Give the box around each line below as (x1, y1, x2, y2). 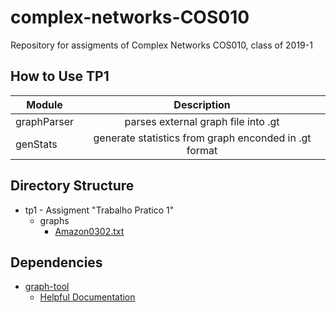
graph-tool (24, 281, 70, 293)
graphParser (15, 114, 75, 128)
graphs (39, 214, 70, 226)
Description (173, 97, 231, 111)
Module (26, 97, 63, 111)
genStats (15, 137, 58, 151)
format (186, 143, 218, 157)
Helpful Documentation (39, 291, 136, 303)
